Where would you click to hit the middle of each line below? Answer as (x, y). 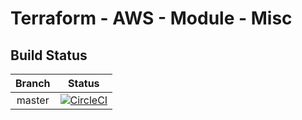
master (33, 100)
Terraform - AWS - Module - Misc (151, 18)
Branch (33, 83)
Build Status (49, 55)
